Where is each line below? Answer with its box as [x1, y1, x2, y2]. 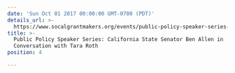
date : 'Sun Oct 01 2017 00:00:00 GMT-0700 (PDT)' [7, 10, 155, 17]
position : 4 [7, 49, 42, 56]
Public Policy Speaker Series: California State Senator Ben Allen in [13, 36, 224, 43]
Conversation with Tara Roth [13, 42, 99, 49]
